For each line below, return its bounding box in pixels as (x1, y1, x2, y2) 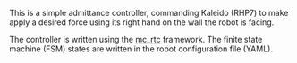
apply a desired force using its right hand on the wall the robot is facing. (9, 17, 275, 28)
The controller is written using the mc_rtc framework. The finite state (9, 35, 263, 44)
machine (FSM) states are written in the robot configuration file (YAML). (9, 43, 273, 54)
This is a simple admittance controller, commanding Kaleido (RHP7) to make (9, 8, 289, 18)
